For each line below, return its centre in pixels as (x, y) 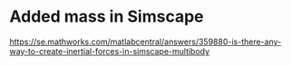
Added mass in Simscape (107, 17)
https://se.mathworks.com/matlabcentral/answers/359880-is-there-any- (145, 42)
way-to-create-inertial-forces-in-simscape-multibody (110, 51)
